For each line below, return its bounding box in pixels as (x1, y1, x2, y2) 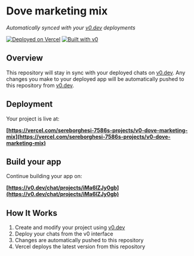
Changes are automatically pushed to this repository (14, 237, 144, 244)
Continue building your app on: (6, 173, 82, 180)
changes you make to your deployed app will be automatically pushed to (6, 75, 184, 82)
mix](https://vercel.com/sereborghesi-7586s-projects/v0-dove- (6, 133, 171, 140)
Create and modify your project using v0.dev (14, 224, 125, 231)
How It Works (6, 208, 58, 218)
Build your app (6, 156, 61, 167)
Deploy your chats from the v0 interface (14, 230, 113, 237)
